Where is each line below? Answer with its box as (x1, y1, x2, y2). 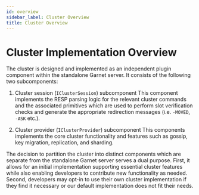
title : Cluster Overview (6, 20, 68, 26)
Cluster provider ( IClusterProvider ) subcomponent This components (14, 126, 185, 134)
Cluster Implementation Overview (6, 45, 177, 59)
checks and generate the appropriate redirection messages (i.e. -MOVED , (14, 109, 191, 116)
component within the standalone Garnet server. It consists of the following (6, 72, 191, 79)
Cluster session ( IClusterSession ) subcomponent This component (14, 89, 178, 97)
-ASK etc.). (14, 114, 41, 122)
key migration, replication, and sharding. (14, 139, 114, 146)
